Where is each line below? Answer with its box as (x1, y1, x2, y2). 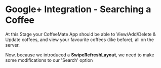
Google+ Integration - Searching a (5, 4, 151, 15)
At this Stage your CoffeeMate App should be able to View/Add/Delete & (5, 31, 156, 37)
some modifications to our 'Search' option (5, 57, 93, 63)
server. (5, 42, 20, 48)
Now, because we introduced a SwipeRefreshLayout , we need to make (5, 52, 154, 58)
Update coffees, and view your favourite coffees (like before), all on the (5, 37, 154, 43)
